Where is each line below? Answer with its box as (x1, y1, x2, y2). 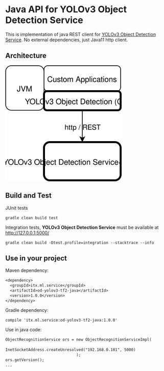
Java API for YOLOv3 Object (5, 4, 127, 15)
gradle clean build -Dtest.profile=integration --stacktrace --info (5, 240, 154, 245)
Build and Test (5, 191, 52, 200)
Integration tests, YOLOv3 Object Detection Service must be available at (5, 224, 159, 230)
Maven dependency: (5, 268, 49, 274)
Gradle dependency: (5, 307, 49, 313)
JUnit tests (5, 205, 28, 211)
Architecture (5, 51, 47, 60)
